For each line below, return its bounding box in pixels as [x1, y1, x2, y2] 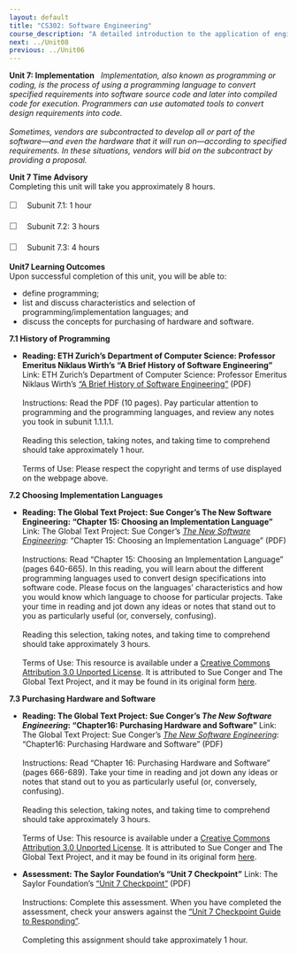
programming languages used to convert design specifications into [21, 573, 267, 584]
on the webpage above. [21, 473, 109, 483]
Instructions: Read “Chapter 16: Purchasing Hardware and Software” [21, 758, 271, 768]
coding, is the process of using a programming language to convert [9, 80, 256, 90]
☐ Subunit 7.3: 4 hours [9, 242, 100, 253]
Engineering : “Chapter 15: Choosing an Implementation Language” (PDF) [21, 535, 287, 546]
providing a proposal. [9, 155, 88, 165]
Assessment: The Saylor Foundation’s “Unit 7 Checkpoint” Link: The [21, 869, 278, 880]
